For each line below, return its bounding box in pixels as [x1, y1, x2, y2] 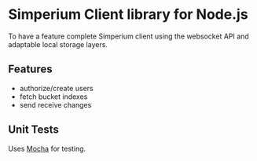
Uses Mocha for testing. [8, 144, 86, 153]
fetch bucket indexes [19, 92, 88, 101]
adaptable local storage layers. [8, 39, 108, 49]
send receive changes [19, 100, 92, 109]
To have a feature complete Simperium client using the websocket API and [8, 31, 249, 41]
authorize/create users [19, 83, 94, 93]
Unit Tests [8, 123, 59, 137]
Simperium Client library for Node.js [8, 5, 249, 24]
